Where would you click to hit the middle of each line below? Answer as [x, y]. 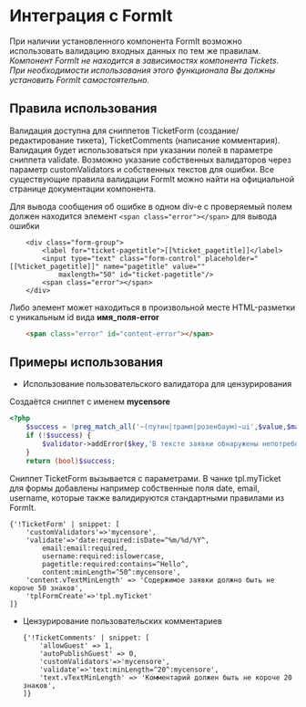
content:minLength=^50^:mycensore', [112, 572]
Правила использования [83, 109]
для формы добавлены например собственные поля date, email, [135, 488]
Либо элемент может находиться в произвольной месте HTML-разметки [153, 307]
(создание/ [218, 130]
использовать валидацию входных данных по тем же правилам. [135, 50]
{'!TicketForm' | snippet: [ [65, 524]
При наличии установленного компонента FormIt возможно [126, 41]
